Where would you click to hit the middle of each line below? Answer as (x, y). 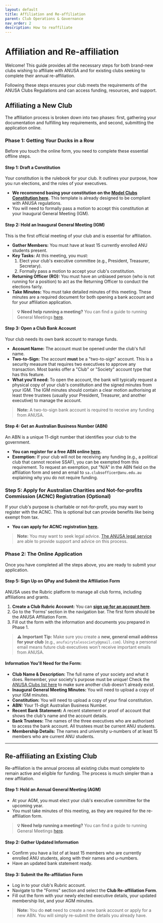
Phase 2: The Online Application (44, 554)
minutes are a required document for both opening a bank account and (83, 297)
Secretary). (31, 266)
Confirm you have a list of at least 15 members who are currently (77, 853)
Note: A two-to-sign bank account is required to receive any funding (85, 410)
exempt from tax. (22, 517)
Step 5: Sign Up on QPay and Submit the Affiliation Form (63, 581)
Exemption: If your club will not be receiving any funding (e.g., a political (85, 457)
